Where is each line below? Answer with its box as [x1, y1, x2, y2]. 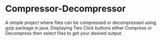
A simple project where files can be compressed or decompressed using [5, 19, 156, 25]
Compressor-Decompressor [5, 3, 126, 14]
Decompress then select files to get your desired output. [5, 30, 123, 36]
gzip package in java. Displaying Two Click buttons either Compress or [5, 24, 152, 30]
